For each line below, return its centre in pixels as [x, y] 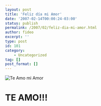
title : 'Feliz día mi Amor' [34, 14]
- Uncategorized [30, 55]
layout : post [18, 10]
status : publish [21, 23]
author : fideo [20, 32]
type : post [16, 42]
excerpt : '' [17, 37]
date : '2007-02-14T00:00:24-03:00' [41, 19]
